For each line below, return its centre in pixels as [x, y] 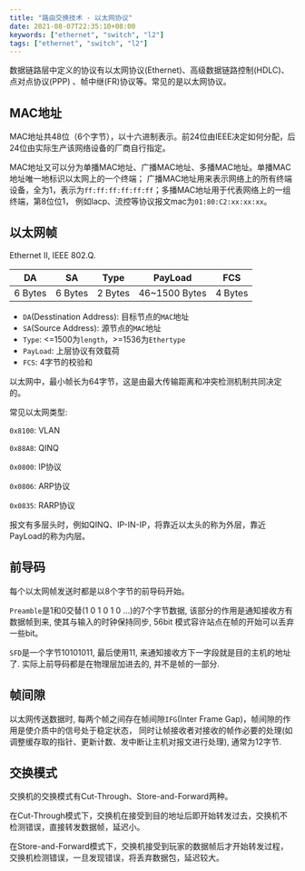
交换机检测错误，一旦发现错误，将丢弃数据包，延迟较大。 [117, 858]
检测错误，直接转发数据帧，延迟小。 [77, 827]
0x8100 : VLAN [35, 430]
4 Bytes [232, 293]
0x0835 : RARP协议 [42, 505]
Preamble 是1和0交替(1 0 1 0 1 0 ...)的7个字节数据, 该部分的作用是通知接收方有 [151, 610]
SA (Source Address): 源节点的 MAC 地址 [92, 327]
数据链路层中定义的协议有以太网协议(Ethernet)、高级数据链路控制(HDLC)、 [149, 70]
